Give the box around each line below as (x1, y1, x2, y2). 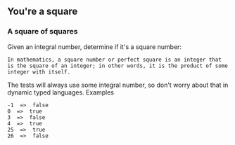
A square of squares (7, 27, 78, 36)
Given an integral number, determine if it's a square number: (7, 42, 182, 51)
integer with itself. (7, 68, 71, 76)
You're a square (7, 6, 78, 18)
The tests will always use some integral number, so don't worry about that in (7, 81, 229, 89)
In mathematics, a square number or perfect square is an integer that (7, 56, 222, 63)
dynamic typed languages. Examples (7, 88, 115, 97)
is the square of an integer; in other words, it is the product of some (7, 62, 229, 69)
